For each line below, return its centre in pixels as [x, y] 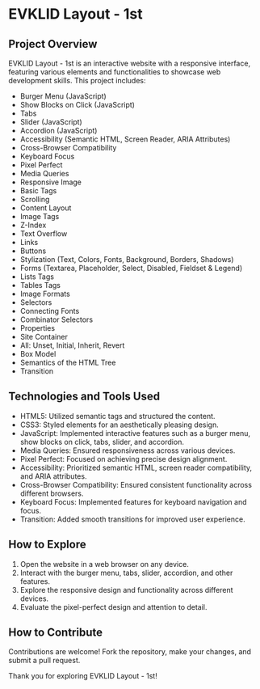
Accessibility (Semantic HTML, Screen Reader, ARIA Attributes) [125, 139]
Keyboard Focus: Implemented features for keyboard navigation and [134, 501]
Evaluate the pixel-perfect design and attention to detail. [113, 607]
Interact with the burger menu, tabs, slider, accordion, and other [126, 573]
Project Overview [53, 44]
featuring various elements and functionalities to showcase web [115, 72]
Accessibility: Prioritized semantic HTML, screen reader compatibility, [136, 467]
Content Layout [46, 208]
